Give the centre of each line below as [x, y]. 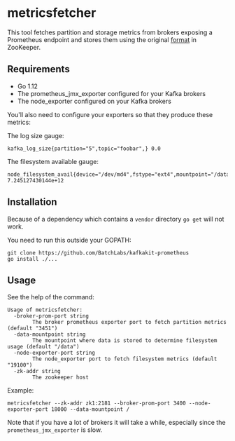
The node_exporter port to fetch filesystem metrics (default [125, 359]
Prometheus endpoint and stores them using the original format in [102, 39]
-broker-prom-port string [51, 316]
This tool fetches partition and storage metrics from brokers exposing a [110, 32]
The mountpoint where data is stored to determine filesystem [125, 341]
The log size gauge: [36, 135]
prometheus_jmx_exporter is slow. [55, 430]
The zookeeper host [61, 378]
